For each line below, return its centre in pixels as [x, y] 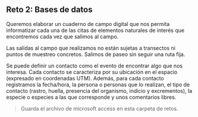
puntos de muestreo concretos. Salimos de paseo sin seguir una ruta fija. [96, 54]
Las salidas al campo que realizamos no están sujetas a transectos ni [91, 48]
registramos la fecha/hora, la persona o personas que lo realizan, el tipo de [98, 84]
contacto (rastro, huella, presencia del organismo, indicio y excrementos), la [99, 90]
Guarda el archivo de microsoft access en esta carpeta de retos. [99, 108]
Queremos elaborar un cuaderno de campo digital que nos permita [88, 24]
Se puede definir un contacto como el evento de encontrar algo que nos [95, 66]
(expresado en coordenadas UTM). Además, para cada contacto [85, 78]
